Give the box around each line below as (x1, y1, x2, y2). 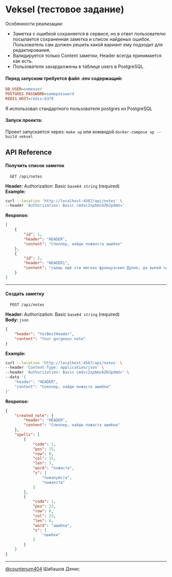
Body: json (5, 317, 29, 323)
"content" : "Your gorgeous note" (14, 336, 86, 341)
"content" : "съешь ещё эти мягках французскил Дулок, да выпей (24, 265, 161, 271)
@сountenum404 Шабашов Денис (5, 566, 80, 572)
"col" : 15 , (32, 456, 56, 461)
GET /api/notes (10, 174, 42, 179)
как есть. (12, 58, 33, 64)
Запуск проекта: (5, 117, 42, 123)
